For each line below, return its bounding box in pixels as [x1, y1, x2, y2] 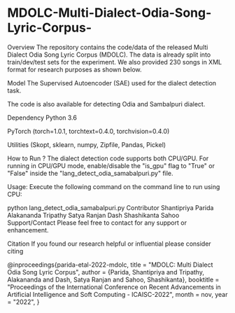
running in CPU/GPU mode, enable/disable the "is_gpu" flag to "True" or [7, 161, 215, 169]
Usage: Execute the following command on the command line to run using [7, 182, 220, 190]
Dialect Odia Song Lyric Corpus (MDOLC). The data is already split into [7, 50, 211, 59]
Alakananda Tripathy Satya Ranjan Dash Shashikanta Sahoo [7, 211, 180, 219]
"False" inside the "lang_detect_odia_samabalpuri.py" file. [7, 169, 173, 177]
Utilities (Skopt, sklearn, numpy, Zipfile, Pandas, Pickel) [7, 140, 166, 148]
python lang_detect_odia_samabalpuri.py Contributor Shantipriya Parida [7, 203, 214, 211]
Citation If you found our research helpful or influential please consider [7, 239, 211, 248]
